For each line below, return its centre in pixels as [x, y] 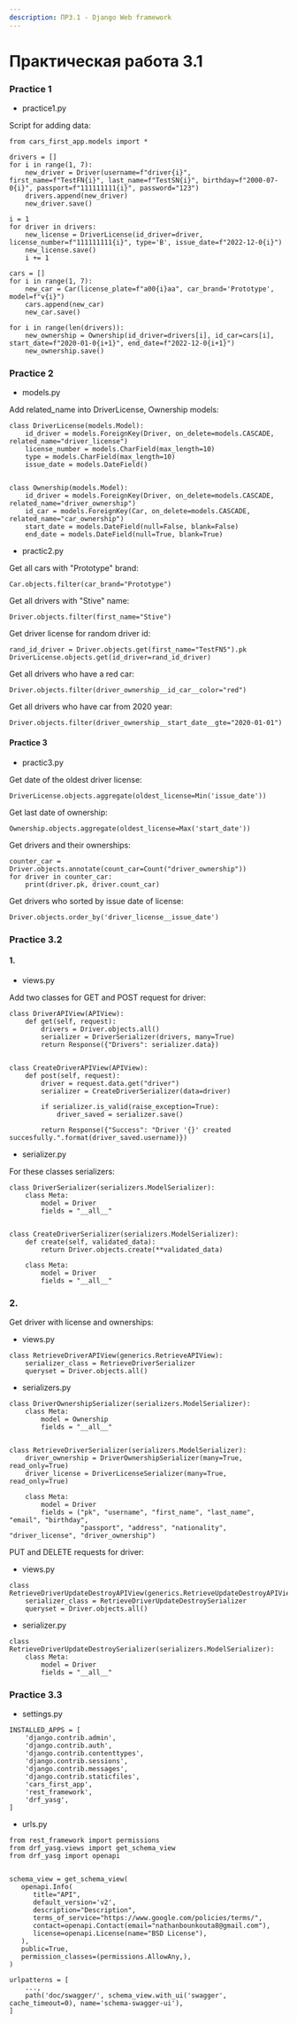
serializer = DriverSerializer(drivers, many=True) [138, 1037]
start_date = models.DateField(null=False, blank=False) [132, 527]
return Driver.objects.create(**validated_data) [132, 1250]
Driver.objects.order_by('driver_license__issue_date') [114, 917]
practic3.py [43, 762]
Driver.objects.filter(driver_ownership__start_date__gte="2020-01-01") [146, 723]
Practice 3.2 [36, 939]
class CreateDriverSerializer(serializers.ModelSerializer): [124, 1234]
